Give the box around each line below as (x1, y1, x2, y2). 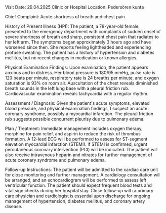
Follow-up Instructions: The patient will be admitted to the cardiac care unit (5, 167, 158, 172)
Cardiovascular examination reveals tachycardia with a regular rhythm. (5, 91, 149, 96)
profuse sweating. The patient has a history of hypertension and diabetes (5, 49, 155, 55)
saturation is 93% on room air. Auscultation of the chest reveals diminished (5, 80, 158, 86)
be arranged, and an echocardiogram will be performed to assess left (5, 177, 147, 183)
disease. (5, 204, 23, 209)
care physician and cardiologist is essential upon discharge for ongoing (5, 193, 151, 199)
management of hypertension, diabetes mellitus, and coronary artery (5, 198, 145, 204)
